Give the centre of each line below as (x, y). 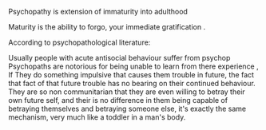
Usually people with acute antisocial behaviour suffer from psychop (119, 58)
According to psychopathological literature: (79, 42)
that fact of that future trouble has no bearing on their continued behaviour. (132, 83)
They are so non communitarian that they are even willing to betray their (127, 92)
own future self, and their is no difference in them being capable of (118, 100)
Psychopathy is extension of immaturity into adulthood (98, 12)
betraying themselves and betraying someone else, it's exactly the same (127, 108)
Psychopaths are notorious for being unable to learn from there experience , (134, 66)
